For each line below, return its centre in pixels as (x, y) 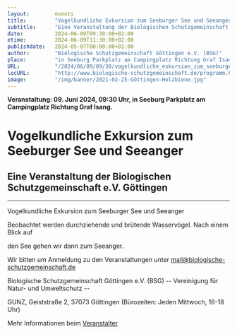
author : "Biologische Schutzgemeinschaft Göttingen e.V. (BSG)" (115, 54)
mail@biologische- (198, 260)
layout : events (41, 14)
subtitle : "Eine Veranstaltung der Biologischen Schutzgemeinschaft (118, 27)
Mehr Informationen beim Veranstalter (63, 323)
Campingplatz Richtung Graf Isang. (60, 107)
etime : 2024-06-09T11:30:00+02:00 (71, 40)
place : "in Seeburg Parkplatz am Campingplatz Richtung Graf (112, 60)
